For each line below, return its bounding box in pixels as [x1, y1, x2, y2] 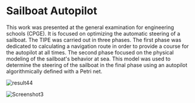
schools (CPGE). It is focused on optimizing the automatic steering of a [6, 30, 181, 37]
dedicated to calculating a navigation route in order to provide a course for [6, 43, 189, 50]
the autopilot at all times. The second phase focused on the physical [6, 49, 174, 56]
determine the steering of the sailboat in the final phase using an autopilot [6, 61, 188, 69]
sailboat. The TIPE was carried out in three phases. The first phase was [6, 36, 182, 43]
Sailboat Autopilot [6, 4, 97, 18]
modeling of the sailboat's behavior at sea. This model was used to [6, 55, 171, 62]
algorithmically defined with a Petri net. [6, 67, 103, 75]
